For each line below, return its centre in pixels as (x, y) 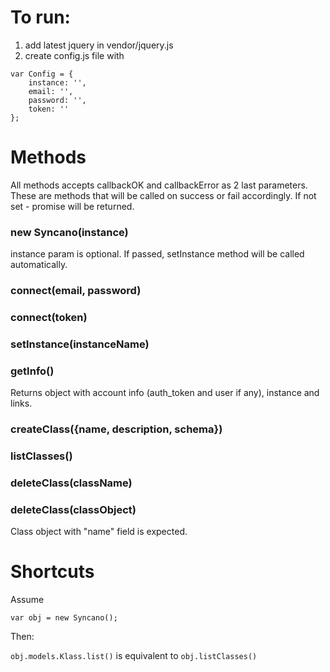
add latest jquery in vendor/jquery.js (99, 45)
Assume (27, 600)
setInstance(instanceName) (80, 344)
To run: (40, 17)
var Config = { (42, 74)
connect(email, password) (76, 291)
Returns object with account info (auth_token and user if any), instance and (165, 393)
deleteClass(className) (71, 483)
